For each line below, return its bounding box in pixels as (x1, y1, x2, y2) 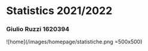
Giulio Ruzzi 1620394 (6, 25, 70, 33)
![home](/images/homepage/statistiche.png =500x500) (6, 38, 143, 45)
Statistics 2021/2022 (6, 4, 113, 18)
